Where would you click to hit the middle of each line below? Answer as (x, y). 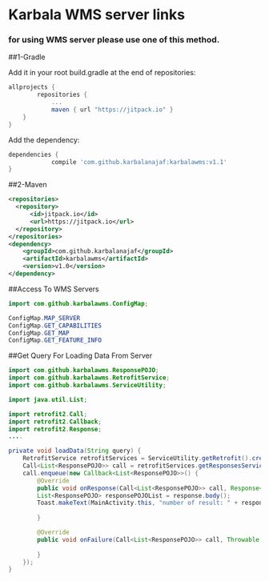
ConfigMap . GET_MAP (39, 333)
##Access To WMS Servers (54, 289)
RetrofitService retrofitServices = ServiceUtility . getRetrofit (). (137, 459)
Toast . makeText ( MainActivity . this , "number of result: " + (138, 503)
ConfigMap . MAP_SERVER (44, 318)
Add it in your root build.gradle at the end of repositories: (102, 73)
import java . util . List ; (48, 399)
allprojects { (32, 87)
